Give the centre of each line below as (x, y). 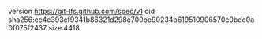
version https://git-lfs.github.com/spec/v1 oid (82, 11)
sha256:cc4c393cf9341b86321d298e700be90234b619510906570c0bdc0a (131, 19)
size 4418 (64, 28)
